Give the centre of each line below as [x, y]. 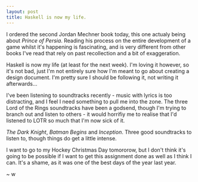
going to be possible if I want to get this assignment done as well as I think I [99, 156]
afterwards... [22, 83]
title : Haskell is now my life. [46, 17]
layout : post [22, 12]
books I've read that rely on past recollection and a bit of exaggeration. [93, 53]
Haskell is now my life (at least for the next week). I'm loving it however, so [98, 65]
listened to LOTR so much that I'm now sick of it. [66, 120]
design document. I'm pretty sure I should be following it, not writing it [92, 77]
